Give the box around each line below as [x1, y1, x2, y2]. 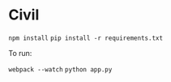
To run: [8, 48, 32, 58]
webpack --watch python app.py [8, 65, 113, 74]
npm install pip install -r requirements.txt [8, 34, 164, 42]
